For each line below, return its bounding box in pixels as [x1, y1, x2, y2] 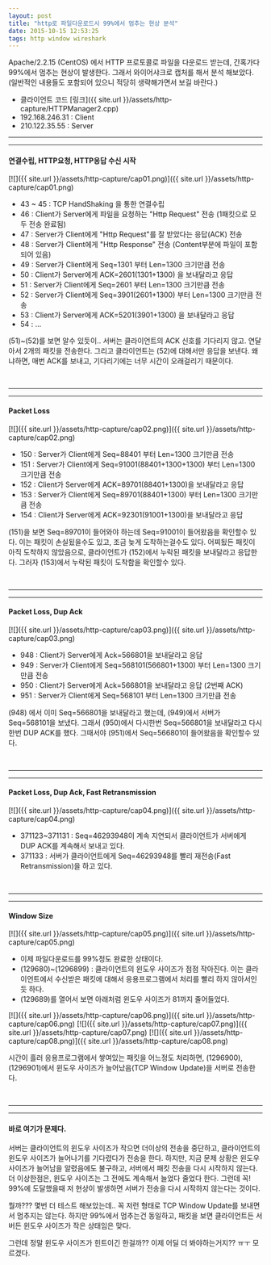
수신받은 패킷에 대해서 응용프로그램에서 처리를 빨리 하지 [55, 974, 230, 984]
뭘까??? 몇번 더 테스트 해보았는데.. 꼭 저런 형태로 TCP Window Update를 [8, 1200, 239, 1211]
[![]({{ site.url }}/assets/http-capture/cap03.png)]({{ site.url [8, 625, 205, 635]
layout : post [8, 11, 52, 20]
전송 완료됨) [28, 220, 67, 229]
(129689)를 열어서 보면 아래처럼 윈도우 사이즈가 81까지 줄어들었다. [19, 995, 230, 1004]
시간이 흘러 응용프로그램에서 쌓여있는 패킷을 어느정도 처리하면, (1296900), [8, 1053, 244, 1062]
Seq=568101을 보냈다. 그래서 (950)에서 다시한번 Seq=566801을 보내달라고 [8, 718, 248, 727]
